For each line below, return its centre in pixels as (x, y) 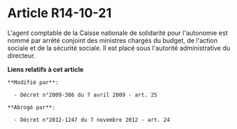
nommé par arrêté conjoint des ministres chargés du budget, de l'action (113, 40)
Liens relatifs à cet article (46, 69)
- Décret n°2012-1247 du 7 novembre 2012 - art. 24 (92, 120)
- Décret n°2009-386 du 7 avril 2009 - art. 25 (86, 95)
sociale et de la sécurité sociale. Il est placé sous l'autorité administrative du (119, 48)
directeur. (21, 56)
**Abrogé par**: (31, 107)
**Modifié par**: (33, 82)
